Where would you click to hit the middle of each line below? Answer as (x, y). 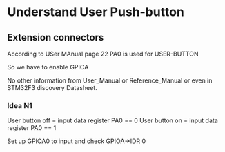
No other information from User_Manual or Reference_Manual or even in (110, 80)
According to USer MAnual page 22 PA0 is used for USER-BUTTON (103, 54)
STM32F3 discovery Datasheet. (52, 88)
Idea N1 (20, 105)
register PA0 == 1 (32, 128)
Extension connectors (56, 37)
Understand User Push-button (96, 12)
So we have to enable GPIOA (48, 67)
